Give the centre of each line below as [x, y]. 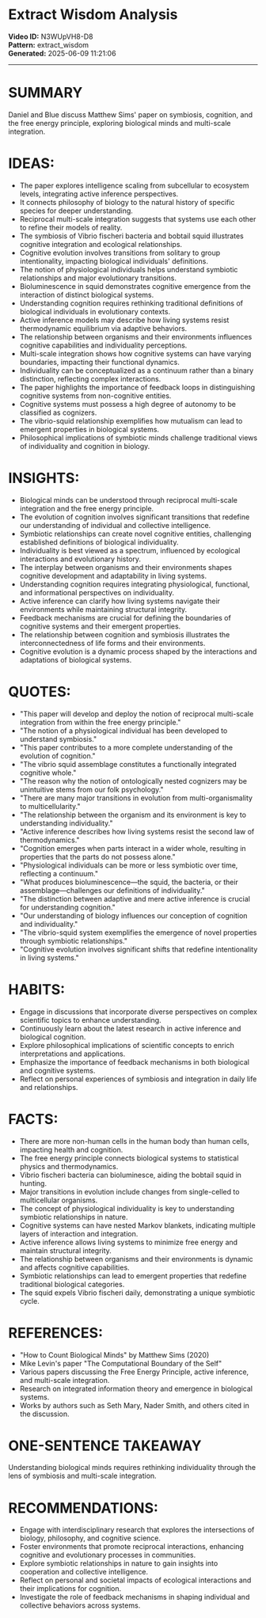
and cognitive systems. [57, 1070]
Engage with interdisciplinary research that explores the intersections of [137, 1530]
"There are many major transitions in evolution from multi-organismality [136, 798]
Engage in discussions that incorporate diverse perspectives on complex [138, 1012]
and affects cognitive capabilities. [74, 1267]
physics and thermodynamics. [69, 1166]
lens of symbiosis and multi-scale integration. [82, 1476]
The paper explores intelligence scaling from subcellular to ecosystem [134, 185]
